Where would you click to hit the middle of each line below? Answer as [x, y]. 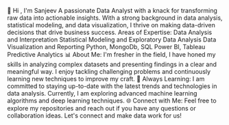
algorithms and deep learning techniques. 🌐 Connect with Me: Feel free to [112, 100]
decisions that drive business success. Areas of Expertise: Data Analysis [110, 32]
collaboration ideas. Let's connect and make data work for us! [94, 115]
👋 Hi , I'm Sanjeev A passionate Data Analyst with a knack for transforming [112, 11]
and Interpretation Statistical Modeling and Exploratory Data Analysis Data [112, 40]
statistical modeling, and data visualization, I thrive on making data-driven [111, 25]
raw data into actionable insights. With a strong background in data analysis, [115, 18]
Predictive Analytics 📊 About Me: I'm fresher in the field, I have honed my [111, 54]
